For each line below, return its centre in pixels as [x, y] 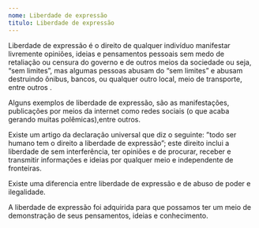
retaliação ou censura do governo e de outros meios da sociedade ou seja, [130, 62]
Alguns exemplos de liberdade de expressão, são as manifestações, [119, 103]
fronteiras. [25, 168]
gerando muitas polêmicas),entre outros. [74, 119]
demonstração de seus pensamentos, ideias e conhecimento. [108, 215]
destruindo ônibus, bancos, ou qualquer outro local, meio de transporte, [125, 79]
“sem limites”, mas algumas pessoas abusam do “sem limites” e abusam [126, 70]
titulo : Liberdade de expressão [61, 23]
